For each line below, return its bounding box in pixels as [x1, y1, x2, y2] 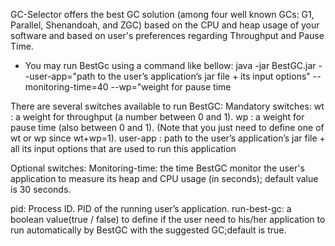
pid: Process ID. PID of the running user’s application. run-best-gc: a [10, 203, 292, 214]
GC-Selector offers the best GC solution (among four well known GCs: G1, [10, 9, 315, 20]
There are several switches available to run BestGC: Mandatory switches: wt [10, 100, 325, 112]
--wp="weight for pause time [110, 81, 232, 93]
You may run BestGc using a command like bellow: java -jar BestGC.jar [24, 60, 317, 71]
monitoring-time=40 [24, 81, 109, 93]
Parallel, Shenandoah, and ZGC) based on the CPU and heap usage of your [10, 19, 320, 31]
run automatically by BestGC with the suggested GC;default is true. [10, 224, 287, 236]
